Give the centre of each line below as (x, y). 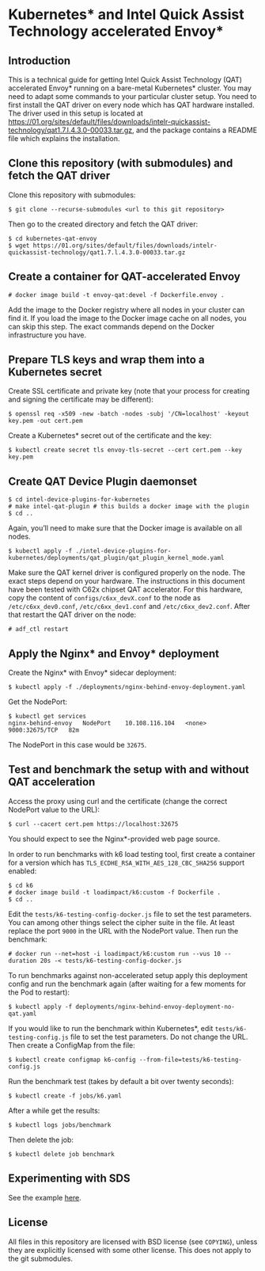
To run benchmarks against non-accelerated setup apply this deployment (128, 975)
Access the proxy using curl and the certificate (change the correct (118, 801)
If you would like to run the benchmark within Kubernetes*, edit (111, 1028)
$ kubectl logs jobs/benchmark (60, 1125)
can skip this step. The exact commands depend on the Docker (112, 326)
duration (23, 961)
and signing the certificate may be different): (81, 400)
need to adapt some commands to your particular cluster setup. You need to (132, 96)
